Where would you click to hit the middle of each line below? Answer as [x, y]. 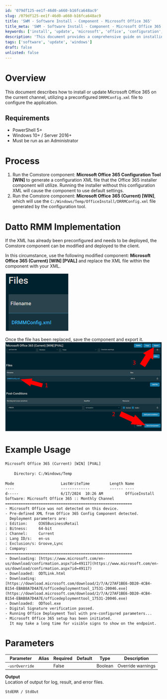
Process [22, 161]
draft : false [19, 47]
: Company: [16, 548]
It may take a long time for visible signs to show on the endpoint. [83, 623]
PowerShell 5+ [27, 130]
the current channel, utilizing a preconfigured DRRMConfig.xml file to [74, 97]
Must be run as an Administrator [45, 141]
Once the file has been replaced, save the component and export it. [74, 340]
